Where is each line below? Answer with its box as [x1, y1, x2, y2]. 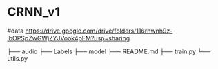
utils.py [7, 54, 28, 62]
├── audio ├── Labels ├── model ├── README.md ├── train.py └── [7, 47, 211, 55]
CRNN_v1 [7, 4, 61, 20]
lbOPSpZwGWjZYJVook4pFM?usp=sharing [7, 33, 130, 42]
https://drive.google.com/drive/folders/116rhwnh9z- [25, 27, 173, 35]
